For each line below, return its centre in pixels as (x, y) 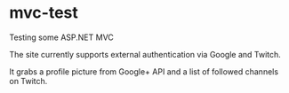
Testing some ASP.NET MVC (61, 37)
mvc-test (44, 13)
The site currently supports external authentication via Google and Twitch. (145, 54)
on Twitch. (28, 81)
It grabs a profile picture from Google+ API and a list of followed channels (144, 71)
